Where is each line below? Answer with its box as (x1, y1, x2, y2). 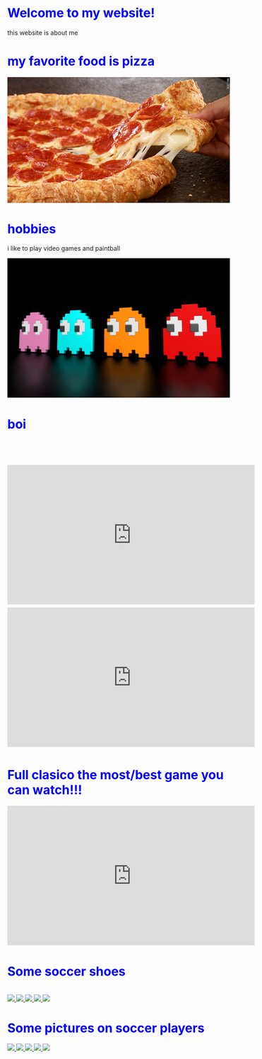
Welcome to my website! (7, 5, 155, 21)
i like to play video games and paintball (7, 244, 121, 253)
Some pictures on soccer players (7, 1020, 205, 1036)
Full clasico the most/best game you (7, 766, 224, 783)
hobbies (7, 221, 56, 237)
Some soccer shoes (7, 963, 126, 979)
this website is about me (7, 28, 78, 37)
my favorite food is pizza (7, 53, 155, 69)
